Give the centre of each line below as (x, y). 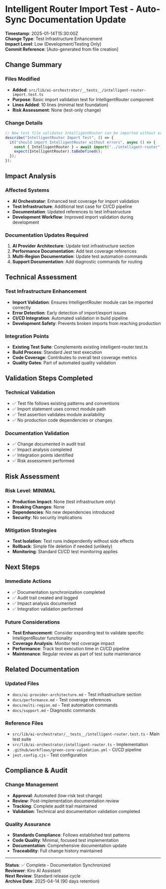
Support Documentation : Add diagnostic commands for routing (77, 262)
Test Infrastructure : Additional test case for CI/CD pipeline (72, 206)
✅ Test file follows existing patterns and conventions (66, 403)
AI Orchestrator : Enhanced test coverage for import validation (76, 201)
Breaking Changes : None (39, 507)
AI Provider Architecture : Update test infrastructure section (73, 246)
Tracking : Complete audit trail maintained (55, 806)
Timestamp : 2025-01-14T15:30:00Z (42, 33)
